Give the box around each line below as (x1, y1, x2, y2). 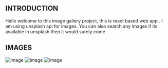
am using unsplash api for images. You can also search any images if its (5, 23, 158, 29)
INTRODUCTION (5, 4, 59, 13)
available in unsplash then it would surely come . (5, 28, 108, 35)
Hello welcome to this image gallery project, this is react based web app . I (5, 17, 163, 24)
